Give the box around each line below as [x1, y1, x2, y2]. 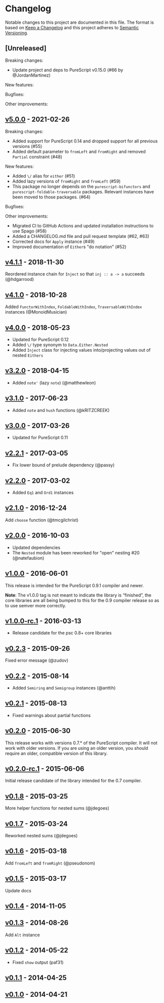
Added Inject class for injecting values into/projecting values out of [12, 347, 151, 353]
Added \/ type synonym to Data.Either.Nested [12, 342, 108, 348]
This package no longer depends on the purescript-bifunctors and [12, 183, 151, 189]
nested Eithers [12, 352, 43, 358]
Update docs [5, 887, 32, 893]
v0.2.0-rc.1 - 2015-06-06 [5, 765, 84, 773]
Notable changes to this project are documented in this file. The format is [5, 19, 154, 25]
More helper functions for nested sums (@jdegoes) [5, 805, 110, 811]
